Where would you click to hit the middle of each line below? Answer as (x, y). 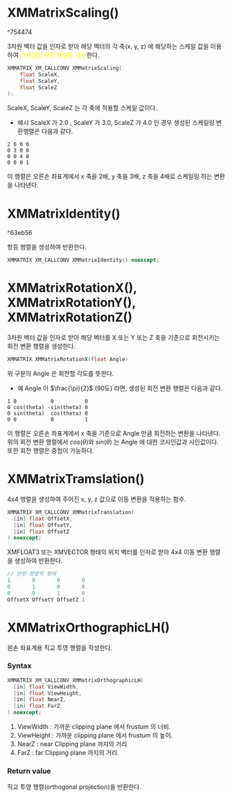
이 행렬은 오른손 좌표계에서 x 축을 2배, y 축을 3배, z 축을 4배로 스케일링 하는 (110, 176)
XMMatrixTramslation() (76, 479)
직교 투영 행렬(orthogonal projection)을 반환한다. (74, 787)
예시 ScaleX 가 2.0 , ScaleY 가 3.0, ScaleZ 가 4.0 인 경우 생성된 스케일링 (116, 123)
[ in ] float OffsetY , (43, 525)
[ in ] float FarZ (37, 706)
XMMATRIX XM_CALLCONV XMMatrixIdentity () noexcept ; (83, 260)
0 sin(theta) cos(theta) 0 (48, 413)
